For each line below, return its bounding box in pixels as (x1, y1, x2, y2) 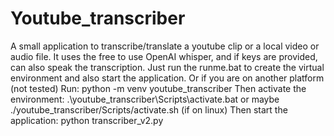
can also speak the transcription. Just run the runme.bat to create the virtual (10, 61, 325, 73)
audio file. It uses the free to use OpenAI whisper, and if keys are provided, (10, 50, 318, 62)
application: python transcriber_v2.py (10, 114, 164, 126)
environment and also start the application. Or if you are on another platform (10, 72, 325, 84)
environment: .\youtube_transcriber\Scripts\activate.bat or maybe (10, 93, 280, 105)
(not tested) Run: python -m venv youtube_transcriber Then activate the (10, 82, 307, 94)
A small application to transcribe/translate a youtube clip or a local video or (10, 40, 320, 52)
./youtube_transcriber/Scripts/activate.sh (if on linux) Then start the (10, 103, 288, 116)
